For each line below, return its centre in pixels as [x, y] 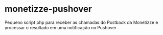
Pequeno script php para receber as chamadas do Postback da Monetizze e [81, 22]
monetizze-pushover [48, 9]
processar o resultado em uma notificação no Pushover [61, 27]
